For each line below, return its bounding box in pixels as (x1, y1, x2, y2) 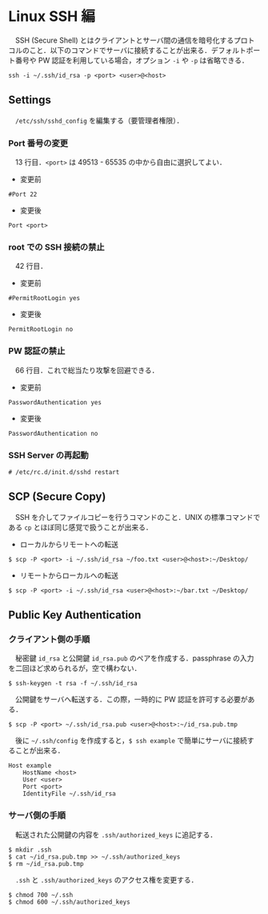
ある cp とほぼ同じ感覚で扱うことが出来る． (8, 522, 154, 532)
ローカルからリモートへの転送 (19, 539, 118, 549)
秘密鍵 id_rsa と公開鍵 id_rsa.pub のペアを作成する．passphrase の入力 (14, 653, 254, 663)
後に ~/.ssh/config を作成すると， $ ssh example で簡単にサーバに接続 (14, 736, 248, 745)
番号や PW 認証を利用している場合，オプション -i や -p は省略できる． (14, 55, 250, 65)
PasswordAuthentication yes (8, 398, 102, 406)
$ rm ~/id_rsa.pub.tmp (8, 859, 84, 867)
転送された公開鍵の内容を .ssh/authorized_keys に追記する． (14, 830, 218, 839)
